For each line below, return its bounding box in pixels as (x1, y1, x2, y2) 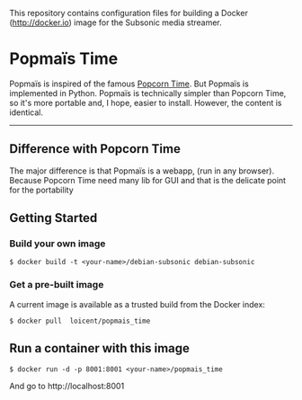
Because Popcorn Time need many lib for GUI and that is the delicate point (9, 174, 286, 185)
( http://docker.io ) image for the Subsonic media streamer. (9, 17, 222, 28)
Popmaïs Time (9, 49, 119, 69)
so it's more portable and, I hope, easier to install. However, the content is (9, 97, 282, 108)
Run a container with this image (9, 341, 191, 356)
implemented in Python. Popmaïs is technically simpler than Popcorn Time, (9, 87, 287, 98)
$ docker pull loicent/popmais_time (9, 316, 151, 325)
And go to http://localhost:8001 (9, 380, 125, 391)
